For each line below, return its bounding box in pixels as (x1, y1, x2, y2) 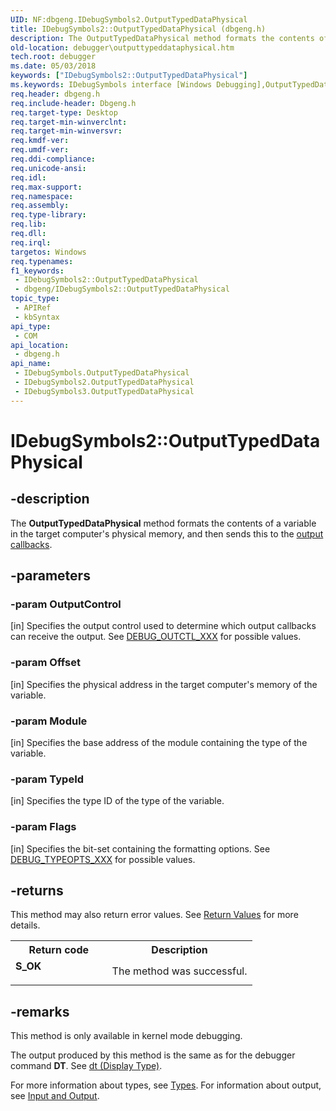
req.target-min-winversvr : (10, 126, 123, 136)
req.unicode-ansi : (10, 163, 87, 173)
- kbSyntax (14, 312, 60, 322)
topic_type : (10, 294, 60, 304)
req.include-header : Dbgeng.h (10, 98, 137, 108)
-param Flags (10, 820, 77, 834)
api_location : (10, 340, 70, 350)
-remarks (10, 1003, 70, 1020)
